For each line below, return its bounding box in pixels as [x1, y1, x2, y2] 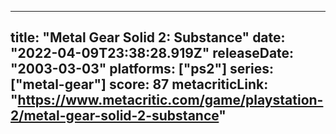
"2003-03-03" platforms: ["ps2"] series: [10, 61, 274, 78]
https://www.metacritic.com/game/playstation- [17, 92, 324, 109]
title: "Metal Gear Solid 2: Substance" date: [10, 29, 286, 46]
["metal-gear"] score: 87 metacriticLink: [10, 76, 269, 93]
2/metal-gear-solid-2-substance [10, 107, 220, 125]
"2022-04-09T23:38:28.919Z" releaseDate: [10, 45, 295, 62]
